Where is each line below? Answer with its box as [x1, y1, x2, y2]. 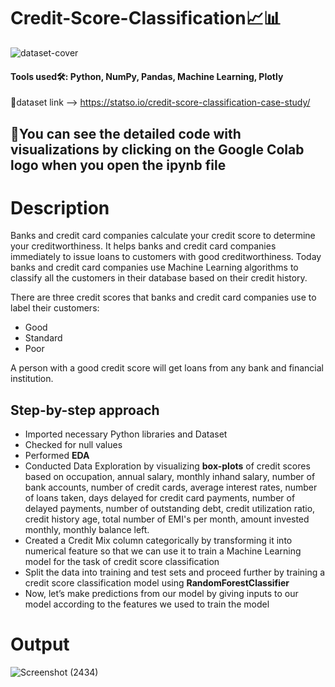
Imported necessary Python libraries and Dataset [24, 428, 228, 440]
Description [10, 196, 110, 219]
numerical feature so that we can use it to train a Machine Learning [24, 545, 302, 557]
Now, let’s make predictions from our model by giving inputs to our [24, 588, 299, 600]
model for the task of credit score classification [24, 556, 220, 568]
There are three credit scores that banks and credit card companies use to [10, 291, 317, 304]
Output [10, 633, 70, 656]
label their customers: [10, 302, 100, 314]
